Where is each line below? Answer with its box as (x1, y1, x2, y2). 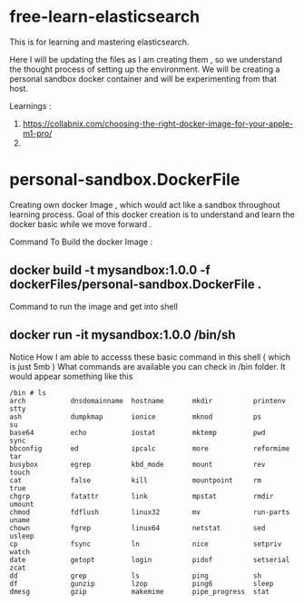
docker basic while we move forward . (9, 218, 152, 229)
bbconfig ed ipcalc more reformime (9, 443, 290, 453)
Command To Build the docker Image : (9, 236, 153, 247)
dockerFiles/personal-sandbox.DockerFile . (9, 277, 262, 293)
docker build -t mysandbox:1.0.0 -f (9, 263, 211, 278)
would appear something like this (9, 371, 133, 382)
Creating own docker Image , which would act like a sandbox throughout (9, 199, 280, 210)
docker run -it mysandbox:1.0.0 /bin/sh (9, 327, 236, 342)
